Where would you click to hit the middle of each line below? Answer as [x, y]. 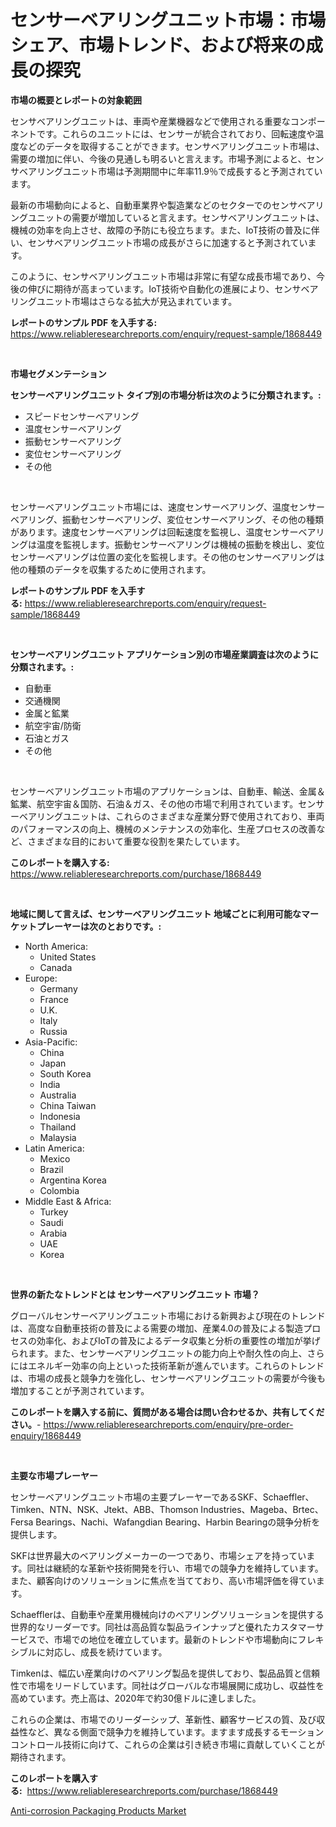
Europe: [41, 978]
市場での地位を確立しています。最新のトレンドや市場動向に [175, 1639]
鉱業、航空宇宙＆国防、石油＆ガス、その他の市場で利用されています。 [154, 803]
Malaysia [58, 1137]
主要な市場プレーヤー [54, 1475]
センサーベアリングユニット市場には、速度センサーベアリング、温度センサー [168, 507]
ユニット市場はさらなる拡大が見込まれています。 [137, 301]
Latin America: [54, 1148]
